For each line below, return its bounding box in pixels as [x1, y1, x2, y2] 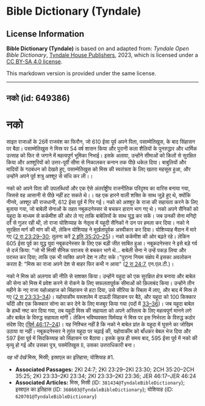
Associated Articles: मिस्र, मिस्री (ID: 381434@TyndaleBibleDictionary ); [15, 379, 185, 386]
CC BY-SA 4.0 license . [6, 58, 63, 65]
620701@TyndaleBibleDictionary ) [15, 393, 97, 400]
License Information [6, 29, 84, 39]
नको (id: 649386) [6, 93, 70, 103]
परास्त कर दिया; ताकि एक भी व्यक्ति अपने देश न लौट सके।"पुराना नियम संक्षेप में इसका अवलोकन [6, 254, 192, 261]
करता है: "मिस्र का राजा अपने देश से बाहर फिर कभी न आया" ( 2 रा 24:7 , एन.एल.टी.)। [6, 260, 174, 268]
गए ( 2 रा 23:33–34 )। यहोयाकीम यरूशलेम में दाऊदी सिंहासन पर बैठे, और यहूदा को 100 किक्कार [6, 293, 196, 301]
